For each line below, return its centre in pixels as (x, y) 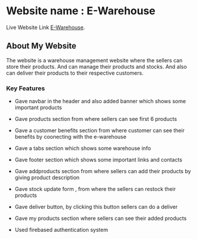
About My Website (41, 46)
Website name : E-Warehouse (81, 11)
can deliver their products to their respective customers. (75, 73)
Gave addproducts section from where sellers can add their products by (103, 171)
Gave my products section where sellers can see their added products (101, 218)
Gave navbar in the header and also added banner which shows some (100, 101)
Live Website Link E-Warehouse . (46, 27)
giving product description (47, 178)
